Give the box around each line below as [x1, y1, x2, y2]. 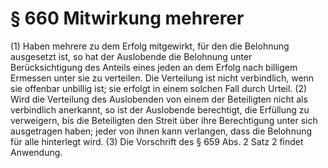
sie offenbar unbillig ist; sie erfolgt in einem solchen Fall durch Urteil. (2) [10, 82, 308, 94]
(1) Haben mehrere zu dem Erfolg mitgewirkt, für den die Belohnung [10, 40, 290, 52]
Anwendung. [10, 146, 63, 158]
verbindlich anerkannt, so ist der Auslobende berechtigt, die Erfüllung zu [10, 103, 310, 116]
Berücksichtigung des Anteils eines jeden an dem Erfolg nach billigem [10, 61, 298, 73]
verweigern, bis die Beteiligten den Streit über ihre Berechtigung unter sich [10, 114, 318, 126]
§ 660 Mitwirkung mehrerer [10, 7, 245, 30]
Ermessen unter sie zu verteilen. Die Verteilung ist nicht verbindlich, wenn [10, 72, 315, 84]
